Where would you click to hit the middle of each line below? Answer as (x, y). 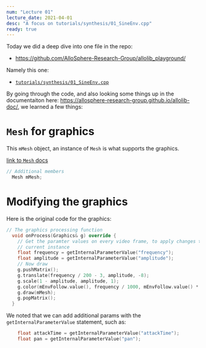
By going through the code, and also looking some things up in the (90, 94)
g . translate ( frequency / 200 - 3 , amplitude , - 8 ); (83, 275)
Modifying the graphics (67, 202)
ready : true (21, 29)
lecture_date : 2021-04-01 (39, 18)
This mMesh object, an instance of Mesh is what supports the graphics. (93, 149)
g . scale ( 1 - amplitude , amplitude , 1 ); (68, 281)
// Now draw (32, 264)
